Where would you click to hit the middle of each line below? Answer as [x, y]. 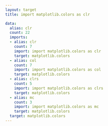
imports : [19, 37]
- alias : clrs [24, 79]
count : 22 [20, 33]
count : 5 [23, 84]
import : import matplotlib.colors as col [57, 70]
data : [11, 23]
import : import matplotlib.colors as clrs [59, 88]
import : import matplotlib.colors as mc [56, 107]
